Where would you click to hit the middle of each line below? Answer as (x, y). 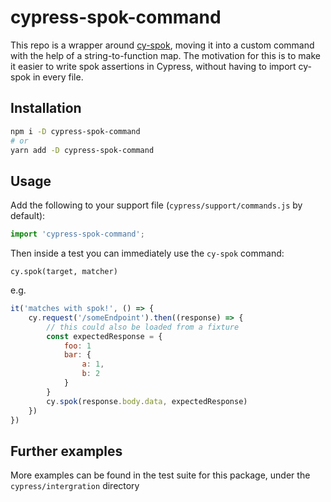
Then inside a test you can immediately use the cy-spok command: (147, 253)
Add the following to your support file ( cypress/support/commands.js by (156, 205)
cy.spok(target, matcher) (64, 272)
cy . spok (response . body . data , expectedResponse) (147, 401)
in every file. (58, 77)
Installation (46, 108)
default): (28, 216)
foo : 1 (77, 346)
